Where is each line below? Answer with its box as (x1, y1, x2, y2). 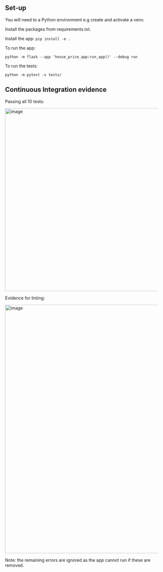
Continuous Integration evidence (5, 86, 107, 94)
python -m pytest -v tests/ (5, 72, 62, 77)
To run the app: (5, 45, 36, 51)
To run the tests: (5, 63, 38, 69)
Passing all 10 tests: (5, 98, 45, 104)
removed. (5, 562, 24, 568)
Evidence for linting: (5, 295, 45, 301)
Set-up (5, 4, 27, 12)
